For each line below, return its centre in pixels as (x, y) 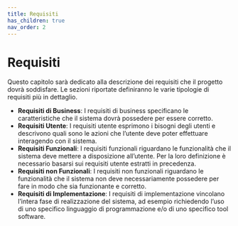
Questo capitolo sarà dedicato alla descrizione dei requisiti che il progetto (115, 82)
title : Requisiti (33, 14)
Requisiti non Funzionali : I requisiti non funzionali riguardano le (110, 171)
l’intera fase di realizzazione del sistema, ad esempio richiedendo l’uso (121, 201)
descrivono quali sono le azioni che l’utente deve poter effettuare (113, 134)
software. (32, 217)
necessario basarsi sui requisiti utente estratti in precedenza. (107, 163)
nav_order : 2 (27, 27)
